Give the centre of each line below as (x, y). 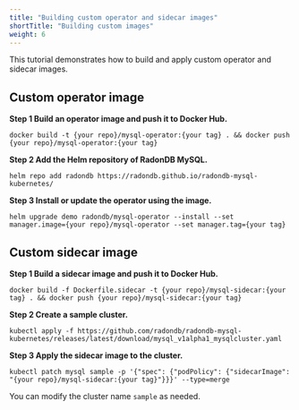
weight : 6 (28, 34)
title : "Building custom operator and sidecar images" (114, 17)
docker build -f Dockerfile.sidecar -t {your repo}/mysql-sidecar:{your (148, 290)
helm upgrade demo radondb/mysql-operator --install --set (122, 217)
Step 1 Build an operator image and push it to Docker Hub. (119, 119)
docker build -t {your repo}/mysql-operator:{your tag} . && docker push (150, 135)
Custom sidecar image (74, 252)
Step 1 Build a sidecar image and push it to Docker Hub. (114, 273)
